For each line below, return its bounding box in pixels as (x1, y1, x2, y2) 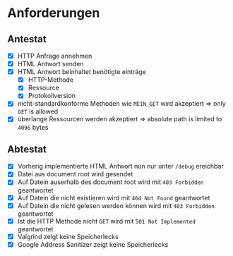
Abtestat (7, 143, 47, 155)
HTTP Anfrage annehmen (17, 51, 92, 60)
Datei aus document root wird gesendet (17, 170, 133, 178)
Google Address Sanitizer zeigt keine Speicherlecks (17, 240, 169, 248)
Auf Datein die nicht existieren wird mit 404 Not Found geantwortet (17, 193, 210, 202)
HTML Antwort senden (17, 60, 84, 68)
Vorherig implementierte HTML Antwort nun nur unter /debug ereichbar (17, 162, 224, 171)
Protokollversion (28, 92, 76, 100)
